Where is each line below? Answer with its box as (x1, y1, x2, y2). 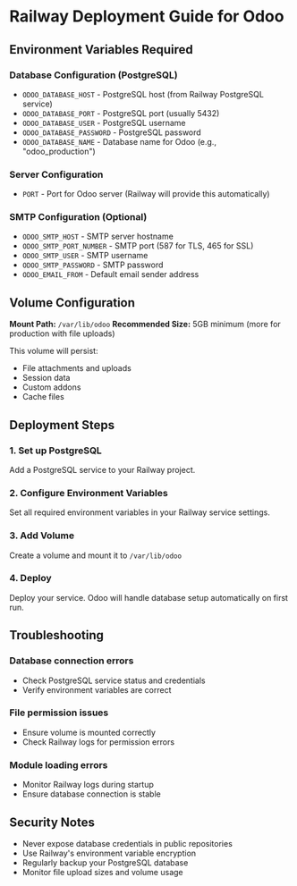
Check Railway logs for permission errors (21, 736, 175, 747)
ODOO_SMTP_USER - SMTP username (21, 250, 148, 261)
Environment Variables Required (9, 42, 194, 57)
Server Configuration (9, 168, 104, 181)
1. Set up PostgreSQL (9, 444, 103, 457)
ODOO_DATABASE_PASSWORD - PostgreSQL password (21, 127, 201, 138)
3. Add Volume (9, 529, 74, 542)
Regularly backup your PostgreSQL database (21, 856, 189, 868)
